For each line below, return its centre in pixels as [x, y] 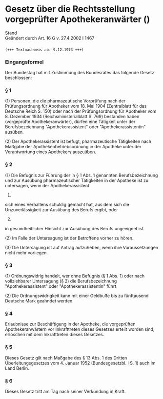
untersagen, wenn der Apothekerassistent [47, 185]
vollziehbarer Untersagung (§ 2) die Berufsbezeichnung [61, 281]
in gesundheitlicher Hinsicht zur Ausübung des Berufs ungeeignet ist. [75, 228]
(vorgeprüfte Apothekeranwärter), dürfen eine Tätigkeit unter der [70, 122]
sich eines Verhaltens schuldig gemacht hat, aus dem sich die [67, 204]
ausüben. [14, 132]
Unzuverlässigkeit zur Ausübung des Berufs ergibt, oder [61, 209]
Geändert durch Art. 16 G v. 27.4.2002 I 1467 [50, 38]
